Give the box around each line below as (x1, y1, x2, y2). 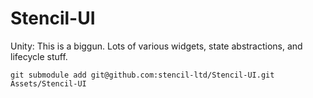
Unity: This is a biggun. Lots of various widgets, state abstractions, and (10, 40, 303, 52)
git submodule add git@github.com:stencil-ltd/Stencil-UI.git (10, 70, 275, 80)
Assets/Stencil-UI (10, 78, 87, 89)
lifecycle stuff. (10, 50, 68, 62)
